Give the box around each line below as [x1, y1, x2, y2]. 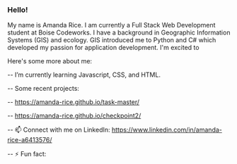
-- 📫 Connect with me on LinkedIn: [7, 125, 111, 134]
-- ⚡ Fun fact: [7, 150, 47, 158]
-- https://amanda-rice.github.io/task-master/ [7, 98, 140, 106]
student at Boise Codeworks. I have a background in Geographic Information [7, 28, 231, 37]
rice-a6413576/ [7, 136, 52, 144]
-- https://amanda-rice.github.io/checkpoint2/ [7, 111, 141, 120]
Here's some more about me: [7, 57, 93, 65]
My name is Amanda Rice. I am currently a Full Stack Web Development [7, 21, 216, 30]
